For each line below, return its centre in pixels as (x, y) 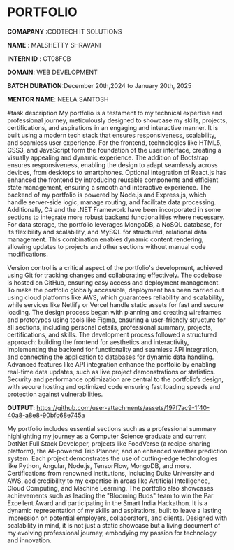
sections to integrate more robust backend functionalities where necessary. (116, 217)
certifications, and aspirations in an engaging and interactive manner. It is (113, 127)
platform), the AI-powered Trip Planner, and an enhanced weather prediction (117, 451)
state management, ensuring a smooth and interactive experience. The (109, 187)
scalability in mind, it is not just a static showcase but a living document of (114, 525)
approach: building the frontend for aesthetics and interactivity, (98, 342)
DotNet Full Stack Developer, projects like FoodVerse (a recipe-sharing (109, 443)
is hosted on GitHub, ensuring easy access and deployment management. (114, 282)
